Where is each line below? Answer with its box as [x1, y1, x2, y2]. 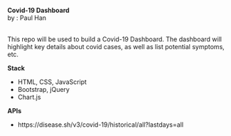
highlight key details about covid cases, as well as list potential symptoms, [7, 43, 225, 51]
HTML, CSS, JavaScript [17, 78, 87, 86]
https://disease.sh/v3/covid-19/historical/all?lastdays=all [17, 120, 183, 129]
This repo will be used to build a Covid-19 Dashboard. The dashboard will [7, 35, 222, 43]
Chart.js [17, 93, 41, 101]
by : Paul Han [7, 14, 47, 22]
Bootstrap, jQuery [17, 85, 70, 93]
